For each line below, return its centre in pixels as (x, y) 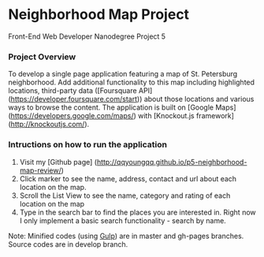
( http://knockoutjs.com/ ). (49, 125)
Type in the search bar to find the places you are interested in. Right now (138, 212)
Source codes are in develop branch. (68, 244)
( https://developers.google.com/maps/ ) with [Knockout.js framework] (121, 116)
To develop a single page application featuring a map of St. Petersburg (123, 74)
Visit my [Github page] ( (58, 162)
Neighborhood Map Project (99, 15)
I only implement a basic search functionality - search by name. (123, 220)
